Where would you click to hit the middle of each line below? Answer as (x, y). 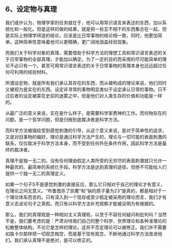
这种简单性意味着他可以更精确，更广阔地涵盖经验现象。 (72, 42)
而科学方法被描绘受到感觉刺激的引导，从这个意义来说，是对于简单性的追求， (86, 130)
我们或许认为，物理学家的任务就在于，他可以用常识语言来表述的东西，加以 (84, 23)
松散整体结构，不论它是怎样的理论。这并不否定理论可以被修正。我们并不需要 (86, 227)
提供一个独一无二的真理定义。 (37, 173)
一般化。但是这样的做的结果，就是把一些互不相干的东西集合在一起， (90, 29)
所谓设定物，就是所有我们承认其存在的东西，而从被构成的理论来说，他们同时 (86, 83)
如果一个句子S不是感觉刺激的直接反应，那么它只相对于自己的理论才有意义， (85, 184)
